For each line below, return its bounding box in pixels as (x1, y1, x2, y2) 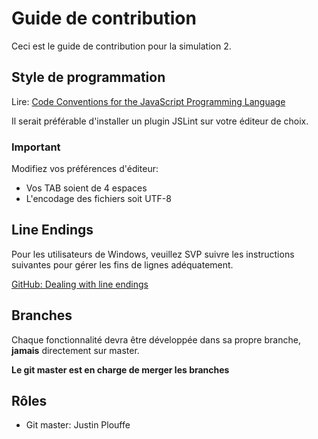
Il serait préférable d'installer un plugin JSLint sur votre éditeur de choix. (11, 115, 309, 127)
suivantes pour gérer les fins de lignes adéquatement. (11, 258, 234, 271)
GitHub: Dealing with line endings (11, 278, 149, 290)
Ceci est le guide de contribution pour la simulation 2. (11, 40, 232, 52)
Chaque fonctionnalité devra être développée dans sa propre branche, (11, 333, 301, 346)
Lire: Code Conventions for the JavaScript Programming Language (11, 95, 286, 107)
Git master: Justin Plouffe (25, 419, 131, 431)
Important (11, 140, 61, 154)
